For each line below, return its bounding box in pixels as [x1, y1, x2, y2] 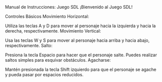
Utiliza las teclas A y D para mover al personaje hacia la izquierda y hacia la [5, 23, 156, 29]
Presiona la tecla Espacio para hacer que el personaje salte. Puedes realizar [5, 52, 157, 58]
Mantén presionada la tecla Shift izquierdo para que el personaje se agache [5, 66, 157, 72]
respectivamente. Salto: [5, 43, 53, 48]
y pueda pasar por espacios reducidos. [5, 72, 84, 77]
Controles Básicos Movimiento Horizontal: [5, 14, 89, 19]
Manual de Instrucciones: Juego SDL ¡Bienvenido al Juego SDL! [5, 4, 133, 10]
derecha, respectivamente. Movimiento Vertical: [5, 28, 101, 33]
